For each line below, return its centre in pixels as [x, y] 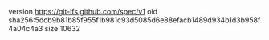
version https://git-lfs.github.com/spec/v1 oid [83, 12]
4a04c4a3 [26, 28]
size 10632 [63, 28]
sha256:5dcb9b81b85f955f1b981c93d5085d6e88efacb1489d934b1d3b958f [134, 20]
